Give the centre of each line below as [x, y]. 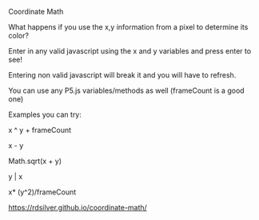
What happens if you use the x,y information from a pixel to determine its [128, 27]
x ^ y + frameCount [40, 130]
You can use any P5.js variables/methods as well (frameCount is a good [127, 90]
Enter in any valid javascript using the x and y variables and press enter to [130, 51]
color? [19, 36]
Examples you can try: [45, 114]
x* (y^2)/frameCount [42, 192]
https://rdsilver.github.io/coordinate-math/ [78, 208]
